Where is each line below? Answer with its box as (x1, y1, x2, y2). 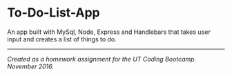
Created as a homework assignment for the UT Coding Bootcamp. (7, 55, 197, 63)
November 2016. (7, 62, 54, 70)
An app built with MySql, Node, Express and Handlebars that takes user (7, 28, 211, 36)
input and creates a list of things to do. (7, 35, 117, 43)
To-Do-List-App (7, 5, 100, 21)
